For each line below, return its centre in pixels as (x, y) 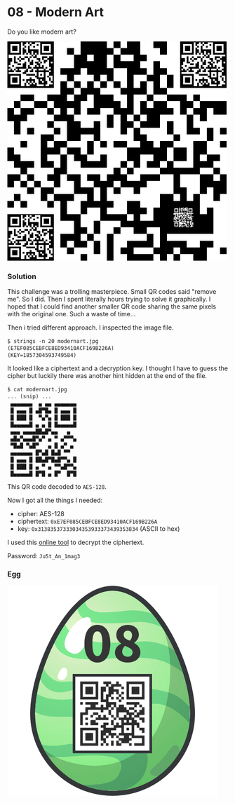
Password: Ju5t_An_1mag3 (44, 556)
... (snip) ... (29, 397)
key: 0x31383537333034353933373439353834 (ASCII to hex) (99, 529)
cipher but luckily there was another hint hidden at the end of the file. (107, 376)
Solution (22, 276)
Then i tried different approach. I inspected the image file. (90, 328)
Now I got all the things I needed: (55, 500)
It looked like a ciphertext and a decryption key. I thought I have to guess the (118, 368)
